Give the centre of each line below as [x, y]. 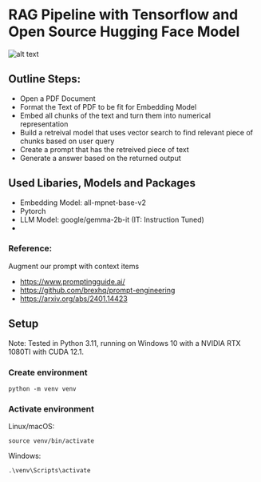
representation [44, 124]
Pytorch [33, 211]
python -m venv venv [43, 389]
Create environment [48, 372]
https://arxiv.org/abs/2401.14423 [73, 299]
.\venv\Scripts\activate [49, 471]
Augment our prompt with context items [74, 266]
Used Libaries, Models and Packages [102, 183]
